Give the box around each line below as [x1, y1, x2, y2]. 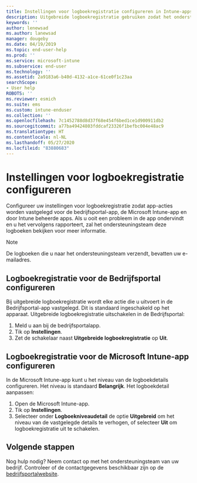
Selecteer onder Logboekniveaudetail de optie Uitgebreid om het [14, 412, 175, 420]
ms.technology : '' [6, 69, 51, 75]
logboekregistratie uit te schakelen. [14, 425, 100, 432]
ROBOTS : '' [6, 90, 33, 96]
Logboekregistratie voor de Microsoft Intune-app [6, 351, 189, 361]
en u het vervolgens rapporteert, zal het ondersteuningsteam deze [6, 221, 167, 228]
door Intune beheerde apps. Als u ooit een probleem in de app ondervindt [6, 215, 184, 222]
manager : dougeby [6, 36, 49, 42]
